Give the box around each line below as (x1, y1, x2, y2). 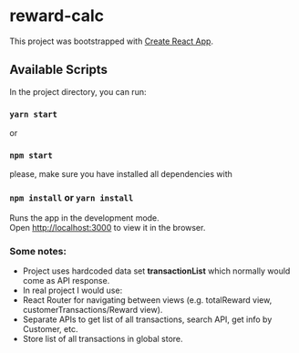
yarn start (9, 109, 57, 119)
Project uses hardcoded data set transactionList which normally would (22, 265, 291, 276)
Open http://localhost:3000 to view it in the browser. (9, 222, 206, 233)
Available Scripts (9, 62, 108, 78)
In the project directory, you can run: (9, 86, 147, 97)
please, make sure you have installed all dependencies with (9, 169, 232, 180)
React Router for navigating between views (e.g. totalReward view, (22, 294, 273, 306)
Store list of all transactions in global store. (22, 333, 184, 344)
